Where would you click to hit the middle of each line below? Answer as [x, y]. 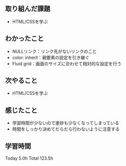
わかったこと [25, 39]
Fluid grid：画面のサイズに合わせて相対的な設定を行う [67, 63]
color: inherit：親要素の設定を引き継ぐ [51, 57]
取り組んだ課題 [28, 9]
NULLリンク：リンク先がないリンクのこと [54, 51]
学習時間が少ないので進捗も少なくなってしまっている [65, 123]
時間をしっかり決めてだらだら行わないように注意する [66, 129]
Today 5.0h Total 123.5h [29, 158]
